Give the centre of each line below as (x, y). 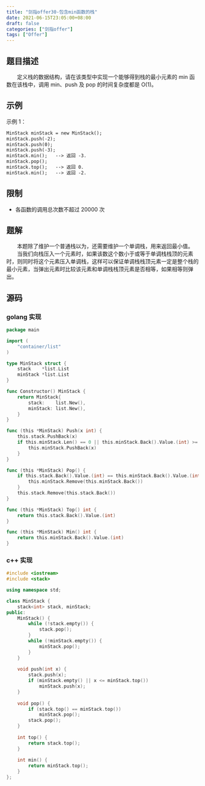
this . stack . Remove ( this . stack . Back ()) (67, 493)
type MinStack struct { (37, 363)
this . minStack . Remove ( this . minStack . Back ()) (86, 482)
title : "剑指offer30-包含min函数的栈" (52, 12)
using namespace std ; (34, 590)
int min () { (32, 760)
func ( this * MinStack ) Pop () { (46, 470)
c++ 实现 (20, 560)
